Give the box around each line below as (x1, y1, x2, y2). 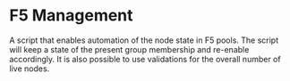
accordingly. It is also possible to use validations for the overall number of (9, 53, 281, 64)
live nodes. (9, 63, 50, 74)
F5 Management (9, 5, 133, 26)
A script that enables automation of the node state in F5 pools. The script (9, 35, 279, 45)
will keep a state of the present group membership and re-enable (9, 44, 250, 54)
